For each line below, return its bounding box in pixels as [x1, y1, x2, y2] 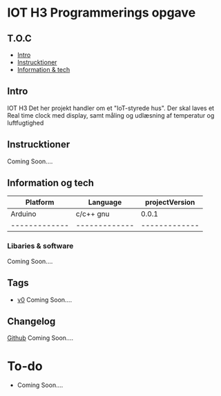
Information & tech [17, 66, 70, 73]
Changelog [7, 315, 56, 327]
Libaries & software [7, 241, 74, 251]
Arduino [10, 209, 37, 219]
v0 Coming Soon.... [17, 296, 73, 304]
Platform [25, 197, 55, 207]
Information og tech [7, 177, 95, 189]
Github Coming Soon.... [7, 334, 74, 342]
